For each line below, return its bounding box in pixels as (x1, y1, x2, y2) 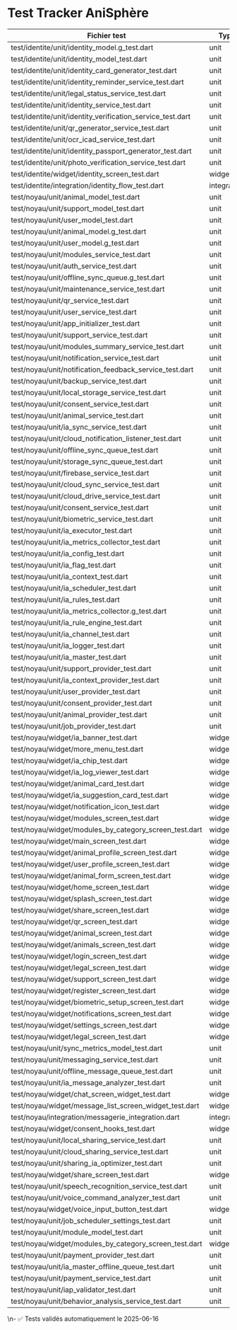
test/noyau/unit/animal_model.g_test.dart (11, 227, 147, 236)
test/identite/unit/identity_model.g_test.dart (11, 42, 154, 52)
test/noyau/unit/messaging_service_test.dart (11, 1055, 159, 1065)
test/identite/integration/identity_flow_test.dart (11, 180, 164, 190)
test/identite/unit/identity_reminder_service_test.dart (11, 76, 185, 86)
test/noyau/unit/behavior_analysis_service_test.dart (11, 1296, 181, 1306)
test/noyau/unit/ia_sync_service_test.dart (11, 422, 147, 432)
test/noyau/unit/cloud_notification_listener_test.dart (11, 433, 182, 443)
